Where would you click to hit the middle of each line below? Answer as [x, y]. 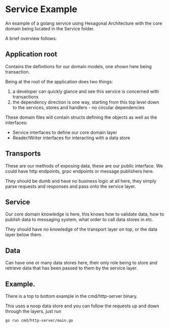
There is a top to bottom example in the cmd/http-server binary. [71, 296]
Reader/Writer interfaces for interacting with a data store [71, 138]
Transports [23, 154]
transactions [25, 96]
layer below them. [24, 235]
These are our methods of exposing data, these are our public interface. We [84, 166]
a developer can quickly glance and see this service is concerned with [86, 91]
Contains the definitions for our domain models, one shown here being [79, 66]
